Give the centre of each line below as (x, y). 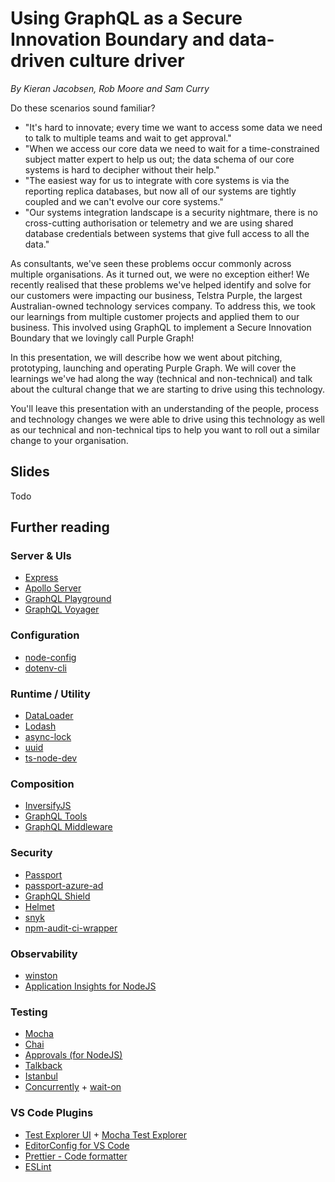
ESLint (38, 1166)
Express (41, 578)
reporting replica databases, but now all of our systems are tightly (160, 191)
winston (41, 975)
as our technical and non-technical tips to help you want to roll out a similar (165, 429)
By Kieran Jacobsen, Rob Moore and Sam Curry (110, 88)
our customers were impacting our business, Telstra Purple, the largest (156, 295)
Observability (44, 954)
